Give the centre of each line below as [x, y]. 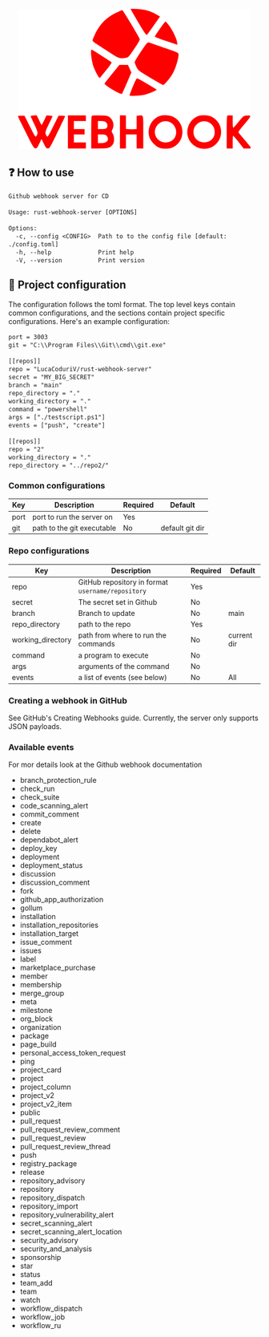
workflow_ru [40, 1326]
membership [41, 985]
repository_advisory [52, 1181]
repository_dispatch [52, 1198]
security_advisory [49, 1241]
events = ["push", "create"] [57, 425]
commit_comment [50, 814]
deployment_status [51, 865]
